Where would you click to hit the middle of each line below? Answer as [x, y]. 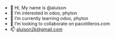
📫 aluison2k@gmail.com [36, 29]
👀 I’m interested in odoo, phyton [44, 13]
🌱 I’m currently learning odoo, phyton [49, 18]
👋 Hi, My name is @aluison [38, 8]
